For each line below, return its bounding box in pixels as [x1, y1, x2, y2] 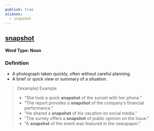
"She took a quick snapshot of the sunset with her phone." [24, 95, 142, 100]
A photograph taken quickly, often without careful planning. [12, 71, 131, 77]
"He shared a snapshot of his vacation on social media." [24, 110, 137, 116]
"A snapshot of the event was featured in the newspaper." [24, 120, 141, 126]
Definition [5, 60, 29, 66]
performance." [24, 105, 53, 111]
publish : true [5, 7, 34, 12]
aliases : [5, 12, 23, 16]
